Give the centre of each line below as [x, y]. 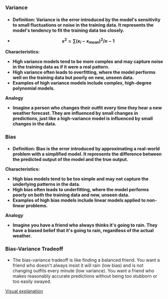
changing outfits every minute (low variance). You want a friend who [83, 270]
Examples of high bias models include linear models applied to [79, 200]
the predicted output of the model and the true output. [70, 160]
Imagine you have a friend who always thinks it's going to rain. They [85, 225]
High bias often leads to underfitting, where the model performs [81, 190]
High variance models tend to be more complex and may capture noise [88, 61]
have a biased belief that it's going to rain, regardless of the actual [83, 231]
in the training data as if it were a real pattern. [61, 66]
